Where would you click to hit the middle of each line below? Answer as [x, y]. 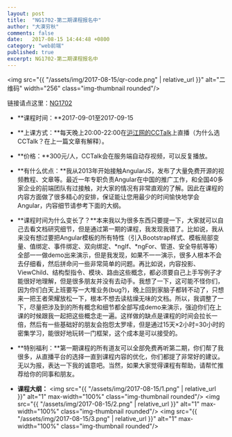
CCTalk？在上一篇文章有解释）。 [63, 141]
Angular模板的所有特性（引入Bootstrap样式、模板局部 [136, 238]
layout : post [26, 14]
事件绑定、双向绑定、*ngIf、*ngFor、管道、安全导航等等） [137, 246]
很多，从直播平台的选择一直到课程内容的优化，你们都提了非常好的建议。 [120, 356]
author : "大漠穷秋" [33, 26]
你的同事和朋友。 [54, 374]
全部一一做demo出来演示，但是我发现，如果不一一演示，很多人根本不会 [119, 255]
